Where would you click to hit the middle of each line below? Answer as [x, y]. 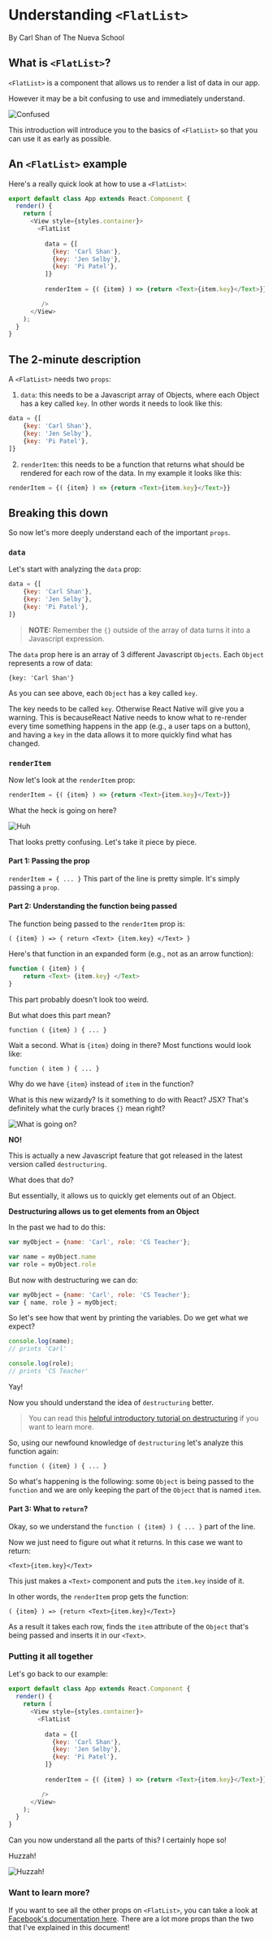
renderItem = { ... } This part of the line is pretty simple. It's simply [124, 879]
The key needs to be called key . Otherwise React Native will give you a [126, 708]
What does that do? [41, 1180]
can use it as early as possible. [60, 138]
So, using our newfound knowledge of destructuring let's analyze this [126, 1442]
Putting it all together [51, 1656]
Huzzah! [22, 1856]
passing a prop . [34, 887]
